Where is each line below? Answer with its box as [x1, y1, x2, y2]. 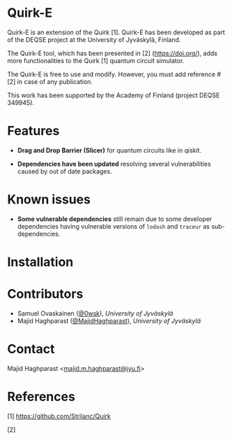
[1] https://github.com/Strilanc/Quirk [7, 411, 111, 420]
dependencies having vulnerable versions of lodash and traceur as [17, 222, 210, 230]
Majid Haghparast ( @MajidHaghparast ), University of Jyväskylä [17, 316, 201, 325]
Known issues [7, 192, 91, 208]
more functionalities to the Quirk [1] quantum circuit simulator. [7, 56, 185, 64]
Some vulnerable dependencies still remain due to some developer [17, 215, 212, 223]
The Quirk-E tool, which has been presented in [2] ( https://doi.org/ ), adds [7, 49, 218, 57]
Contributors [7, 286, 84, 302]
